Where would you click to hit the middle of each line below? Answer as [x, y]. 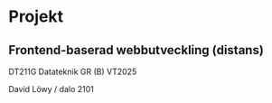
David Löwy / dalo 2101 [51, 89]
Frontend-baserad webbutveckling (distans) [136, 50]
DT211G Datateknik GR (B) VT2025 [73, 71]
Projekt [36, 17]
